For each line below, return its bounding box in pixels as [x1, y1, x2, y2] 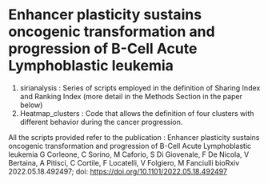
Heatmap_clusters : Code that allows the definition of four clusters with [19, 108, 254, 118]
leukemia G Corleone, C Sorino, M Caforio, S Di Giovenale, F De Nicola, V [8, 150, 250, 159]
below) [19, 100, 43, 110]
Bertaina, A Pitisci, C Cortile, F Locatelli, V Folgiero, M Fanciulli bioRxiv [8, 158, 240, 167]
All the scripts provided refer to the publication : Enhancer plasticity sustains [8, 132, 260, 142]
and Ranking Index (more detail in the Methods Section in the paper [19, 91, 242, 101]
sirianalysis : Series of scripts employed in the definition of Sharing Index [19, 82, 261, 93]
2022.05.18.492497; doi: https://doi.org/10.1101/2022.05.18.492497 [8, 166, 228, 176]
